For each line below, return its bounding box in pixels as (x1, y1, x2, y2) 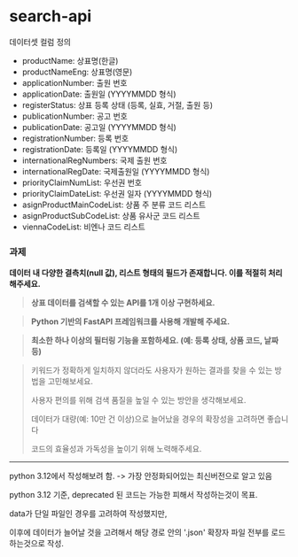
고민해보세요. (47, 376, 93, 387)
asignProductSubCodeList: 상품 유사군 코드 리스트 (21, 210, 201, 220)
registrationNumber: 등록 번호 (21, 133, 129, 143)
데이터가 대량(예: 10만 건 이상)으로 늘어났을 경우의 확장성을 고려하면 (30, 414, 265, 424)
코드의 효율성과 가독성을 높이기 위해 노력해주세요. (30, 444, 202, 454)
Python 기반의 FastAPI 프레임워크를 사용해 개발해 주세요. (30, 316, 231, 327)
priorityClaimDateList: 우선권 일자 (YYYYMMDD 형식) (21, 188, 213, 198)
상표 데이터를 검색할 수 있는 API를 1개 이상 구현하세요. (30, 298, 216, 308)
